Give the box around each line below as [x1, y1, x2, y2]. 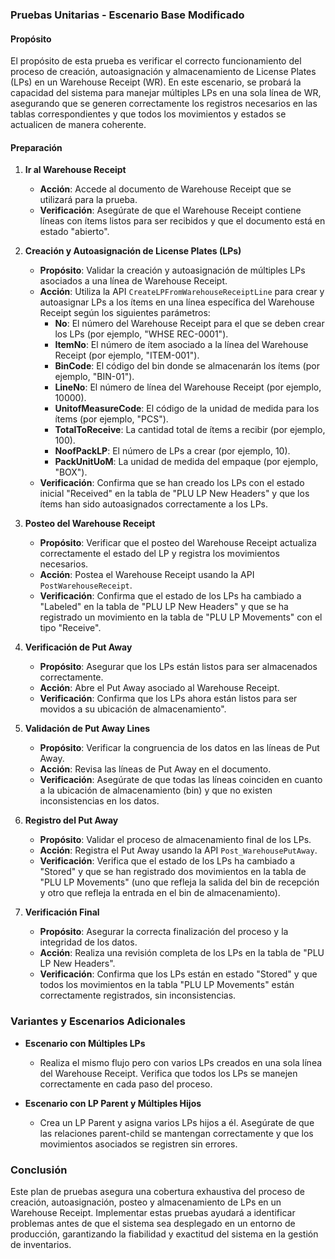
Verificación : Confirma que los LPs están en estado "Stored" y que [39, 968, 318, 980]
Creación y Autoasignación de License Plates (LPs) [24, 245, 242, 257]
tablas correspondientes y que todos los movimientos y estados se [10, 108, 287, 120]
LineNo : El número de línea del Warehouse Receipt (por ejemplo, [54, 381, 322, 393]
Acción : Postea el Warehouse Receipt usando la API [39, 569, 255, 581]
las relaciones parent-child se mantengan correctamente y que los [39, 1127, 314, 1139]
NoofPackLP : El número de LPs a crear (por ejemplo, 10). [54, 445, 291, 457]
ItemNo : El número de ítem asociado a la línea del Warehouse [54, 339, 309, 351]
